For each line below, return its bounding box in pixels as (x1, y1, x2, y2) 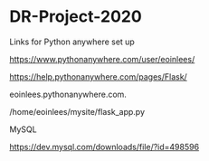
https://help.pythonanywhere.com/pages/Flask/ (9, 71, 187, 82)
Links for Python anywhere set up (9, 36, 136, 47)
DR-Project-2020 (9, 6, 142, 27)
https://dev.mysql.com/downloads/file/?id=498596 (9, 141, 200, 152)
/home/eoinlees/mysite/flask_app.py (9, 106, 146, 117)
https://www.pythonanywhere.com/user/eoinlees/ (9, 53, 195, 64)
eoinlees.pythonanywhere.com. (9, 89, 127, 99)
